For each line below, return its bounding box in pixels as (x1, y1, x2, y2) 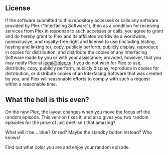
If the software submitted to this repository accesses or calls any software (5, 17, 159, 23)
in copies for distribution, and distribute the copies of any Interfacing (5, 49, 147, 55)
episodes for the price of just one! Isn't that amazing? (5, 119, 116, 125)
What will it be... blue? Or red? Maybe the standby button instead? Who (5, 129, 152, 135)
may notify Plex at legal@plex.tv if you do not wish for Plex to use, (5, 59, 142, 65)
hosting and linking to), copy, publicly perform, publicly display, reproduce (5, 43, 159, 49)
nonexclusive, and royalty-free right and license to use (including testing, (5, 38, 156, 44)
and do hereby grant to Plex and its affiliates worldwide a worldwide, (5, 33, 147, 39)
